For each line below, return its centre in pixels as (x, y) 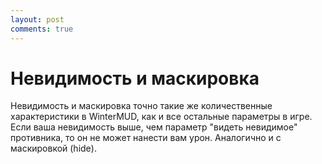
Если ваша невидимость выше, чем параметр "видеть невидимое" (154, 127)
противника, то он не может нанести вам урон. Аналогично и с (146, 138)
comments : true (42, 29)
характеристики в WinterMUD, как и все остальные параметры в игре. (161, 117)
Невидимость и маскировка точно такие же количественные (141, 106)
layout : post (37, 19)
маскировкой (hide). (53, 148)
